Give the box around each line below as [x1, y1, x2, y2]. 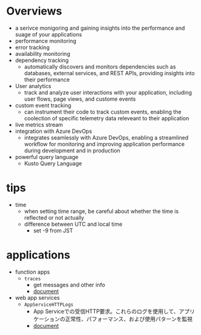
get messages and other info [33, 281, 105, 288]
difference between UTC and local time [24, 220, 123, 228]
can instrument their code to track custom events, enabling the [24, 108, 182, 115]
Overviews [6, 4, 63, 18]
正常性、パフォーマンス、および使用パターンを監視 [65, 315, 193, 322]
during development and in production [24, 147, 120, 154]
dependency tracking [15, 56, 69, 64]
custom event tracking [15, 101, 72, 109]
